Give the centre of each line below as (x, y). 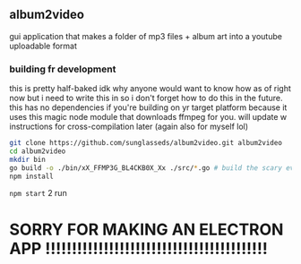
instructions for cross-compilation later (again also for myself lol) (129, 127)
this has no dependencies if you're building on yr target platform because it (148, 107)
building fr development (63, 69)
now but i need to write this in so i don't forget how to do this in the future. (146, 98)
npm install (31, 176)
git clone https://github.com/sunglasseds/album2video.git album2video (146, 143)
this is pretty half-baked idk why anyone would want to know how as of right (150, 89)
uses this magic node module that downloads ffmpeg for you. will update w (148, 117)
